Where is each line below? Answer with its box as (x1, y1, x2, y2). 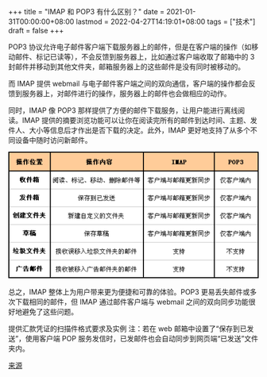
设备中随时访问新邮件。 (14, 136, 92, 144)
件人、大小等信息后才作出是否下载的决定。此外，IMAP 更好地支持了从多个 (8, 125, 250, 135)
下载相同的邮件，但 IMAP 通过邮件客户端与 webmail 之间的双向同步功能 (14, 297, 249, 307)
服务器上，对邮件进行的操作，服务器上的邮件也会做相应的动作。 (21, 89, 231, 98)
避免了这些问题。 (21, 307, 78, 317)
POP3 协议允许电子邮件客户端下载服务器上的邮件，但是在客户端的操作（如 (8, 42, 252, 52)
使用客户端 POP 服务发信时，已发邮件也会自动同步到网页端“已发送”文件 (25, 334, 258, 344)
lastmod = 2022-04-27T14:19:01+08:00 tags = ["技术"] (75, 17, 256, 26)
